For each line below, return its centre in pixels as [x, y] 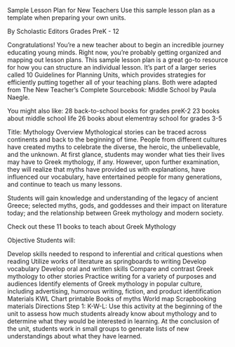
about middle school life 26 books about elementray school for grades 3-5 [115, 118]
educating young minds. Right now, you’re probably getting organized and [114, 52]
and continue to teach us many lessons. [65, 184]
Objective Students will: [41, 240]
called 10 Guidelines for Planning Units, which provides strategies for [107, 75]
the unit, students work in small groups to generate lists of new [98, 329]
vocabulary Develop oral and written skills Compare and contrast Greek [110, 269]
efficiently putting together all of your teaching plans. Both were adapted [112, 82]
